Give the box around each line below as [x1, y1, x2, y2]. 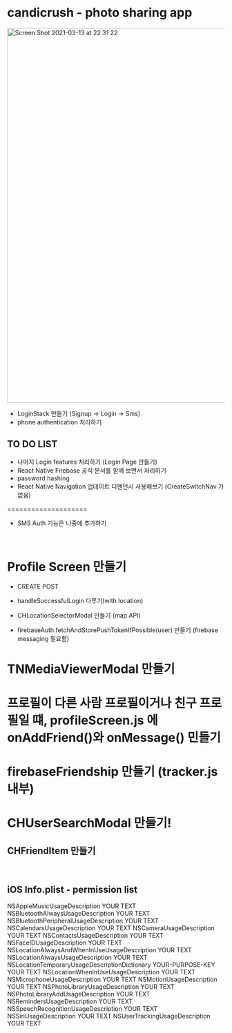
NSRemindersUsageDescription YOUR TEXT [7, 997, 133, 1005]
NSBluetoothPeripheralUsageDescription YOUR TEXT [7, 916, 159, 925]
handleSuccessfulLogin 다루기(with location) [17, 596, 144, 604]
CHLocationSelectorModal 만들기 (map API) [17, 611, 141, 619]
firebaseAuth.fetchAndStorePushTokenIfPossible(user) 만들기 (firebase [17, 626, 219, 634]
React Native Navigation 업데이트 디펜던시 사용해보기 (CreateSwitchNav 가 [17, 482, 224, 491]
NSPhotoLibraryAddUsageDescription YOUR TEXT [7, 990, 151, 998]
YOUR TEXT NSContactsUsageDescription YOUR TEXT [7, 932, 164, 940]
